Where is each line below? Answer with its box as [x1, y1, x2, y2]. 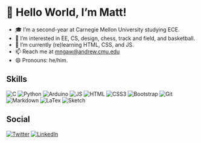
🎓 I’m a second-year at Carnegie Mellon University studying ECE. [14, 25, 180, 33]
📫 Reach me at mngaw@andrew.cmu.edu [14, 48, 120, 55]
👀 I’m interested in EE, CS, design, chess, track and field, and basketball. [14, 35, 196, 42]
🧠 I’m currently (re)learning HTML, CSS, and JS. [14, 41, 134, 48]
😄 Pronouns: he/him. [14, 56, 68, 64]
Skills [6, 74, 27, 84]
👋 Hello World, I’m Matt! [6, 5, 127, 19]
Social [6, 115, 30, 125]
